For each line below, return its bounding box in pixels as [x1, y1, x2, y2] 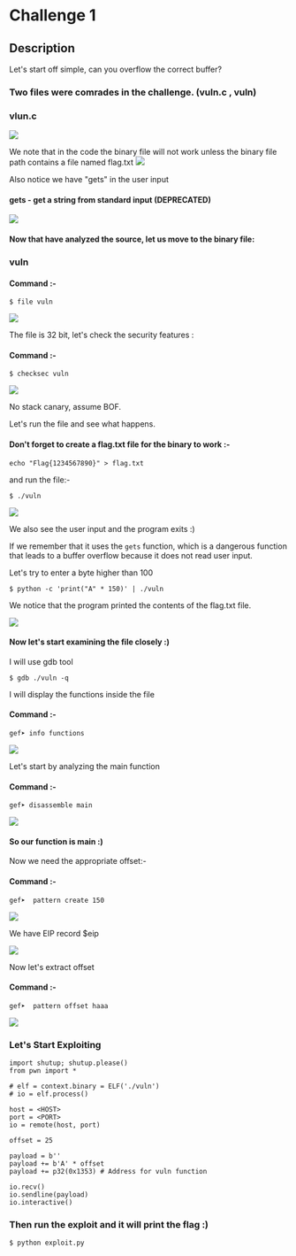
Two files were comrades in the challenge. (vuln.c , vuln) [9, 86, 257, 98]
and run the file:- [9, 474, 71, 485]
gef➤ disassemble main [9, 801, 93, 810]
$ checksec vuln [9, 369, 69, 379]
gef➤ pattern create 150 [9, 896, 104, 905]
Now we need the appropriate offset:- [9, 856, 148, 867]
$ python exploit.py [9, 1238, 86, 1248]
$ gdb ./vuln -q [9, 674, 69, 682]
